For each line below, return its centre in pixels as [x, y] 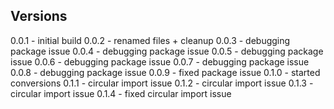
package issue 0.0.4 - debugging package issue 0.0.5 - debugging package [167, 51]
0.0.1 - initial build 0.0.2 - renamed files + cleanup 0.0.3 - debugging [150, 40]
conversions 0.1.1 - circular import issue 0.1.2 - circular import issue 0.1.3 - [162, 83]
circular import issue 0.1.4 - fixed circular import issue [121, 93]
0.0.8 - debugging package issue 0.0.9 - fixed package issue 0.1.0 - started [165, 72]
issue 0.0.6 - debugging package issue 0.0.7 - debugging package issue [160, 61]
